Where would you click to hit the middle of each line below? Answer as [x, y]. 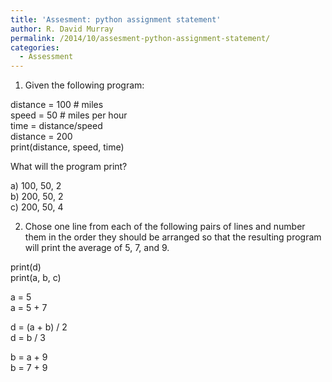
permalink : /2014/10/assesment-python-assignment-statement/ [140, 38]
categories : [35, 47]
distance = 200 [41, 137]
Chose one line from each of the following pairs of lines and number [165, 227]
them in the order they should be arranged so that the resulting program [173, 237]
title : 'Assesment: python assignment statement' [116, 19]
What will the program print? [69, 167]
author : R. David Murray [62, 29]
